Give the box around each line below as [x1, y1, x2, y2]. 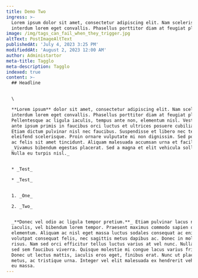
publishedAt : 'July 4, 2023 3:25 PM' [6, 42, 99, 48]
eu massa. [11, 263, 35, 269]
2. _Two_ [11, 203, 33, 210]
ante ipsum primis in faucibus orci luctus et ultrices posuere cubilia [11, 123, 194, 129]
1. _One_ [11, 192, 33, 198]
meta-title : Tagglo [6, 58, 54, 64]
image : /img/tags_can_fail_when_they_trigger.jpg [6, 31, 131, 37]
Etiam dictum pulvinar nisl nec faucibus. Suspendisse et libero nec [11, 128, 186, 135]
